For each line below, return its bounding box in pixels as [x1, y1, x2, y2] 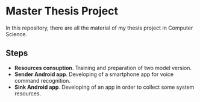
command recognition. [14, 77, 70, 84]
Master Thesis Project [5, 4, 119, 18]
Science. [5, 30, 28, 37]
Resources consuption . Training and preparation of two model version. [14, 64, 192, 71]
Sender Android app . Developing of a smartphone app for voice [14, 71, 174, 78]
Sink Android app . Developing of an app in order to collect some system [14, 83, 195, 91]
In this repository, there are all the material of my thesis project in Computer [5, 24, 193, 31]
